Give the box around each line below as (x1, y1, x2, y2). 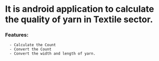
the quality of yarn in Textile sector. (5, 14, 154, 25)
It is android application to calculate (5, 3, 154, 15)
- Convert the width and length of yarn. (9, 51, 96, 56)
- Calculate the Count (9, 43, 56, 48)
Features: (5, 31, 29, 38)
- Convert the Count (9, 47, 52, 52)
